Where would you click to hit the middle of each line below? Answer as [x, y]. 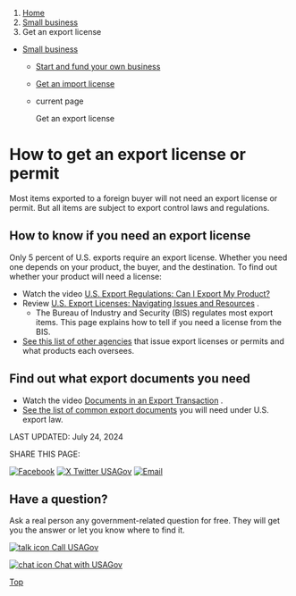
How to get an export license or [127, 155]
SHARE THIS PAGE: [45, 454]
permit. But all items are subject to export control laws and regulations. [140, 207]
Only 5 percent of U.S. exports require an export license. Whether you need [148, 257]
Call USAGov [75, 548]
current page [59, 101]
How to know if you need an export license [130, 236]
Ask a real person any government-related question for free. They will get [144, 521]
